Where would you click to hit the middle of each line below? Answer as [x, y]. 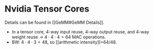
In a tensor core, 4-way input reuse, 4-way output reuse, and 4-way [80, 32]
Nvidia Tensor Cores [47, 9]
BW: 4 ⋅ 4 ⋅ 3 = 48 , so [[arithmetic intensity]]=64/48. [64, 42]
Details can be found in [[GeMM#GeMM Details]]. [55, 22]
